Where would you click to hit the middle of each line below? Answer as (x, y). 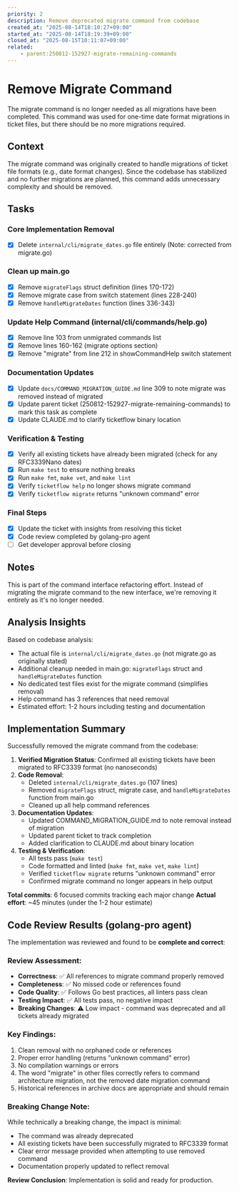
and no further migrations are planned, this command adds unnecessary (114, 179)
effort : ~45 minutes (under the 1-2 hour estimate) (80, 903)
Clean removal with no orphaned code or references (95, 1050)
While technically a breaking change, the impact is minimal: (95, 1122)
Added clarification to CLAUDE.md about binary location (111, 843)
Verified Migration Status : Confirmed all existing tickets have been (116, 760)
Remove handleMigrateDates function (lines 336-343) (96, 303)
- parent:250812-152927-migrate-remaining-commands (98, 54)
